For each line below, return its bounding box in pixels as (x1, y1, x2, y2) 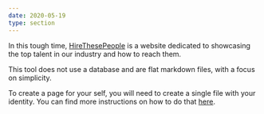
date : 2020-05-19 (8, 11, 66, 20)
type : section (8, 19, 56, 27)
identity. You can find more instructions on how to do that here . (8, 97, 216, 106)
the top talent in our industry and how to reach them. (8, 49, 182, 59)
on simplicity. (8, 73, 52, 82)
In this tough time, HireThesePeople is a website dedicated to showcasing (8, 40, 251, 50)
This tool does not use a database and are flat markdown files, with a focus (8, 64, 255, 74)
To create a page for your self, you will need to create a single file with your (8, 88, 256, 97)
